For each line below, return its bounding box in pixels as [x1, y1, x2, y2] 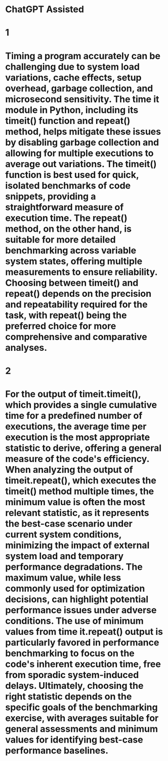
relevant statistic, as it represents [5, 507, 149, 519]
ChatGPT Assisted [5, 4, 85, 15]
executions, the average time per [5, 420, 147, 432]
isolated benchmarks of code [5, 179, 131, 191]
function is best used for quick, [5, 169, 139, 180]
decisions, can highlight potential [5, 593, 149, 605]
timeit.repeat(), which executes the [5, 474, 157, 486]
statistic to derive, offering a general [5, 442, 162, 453]
